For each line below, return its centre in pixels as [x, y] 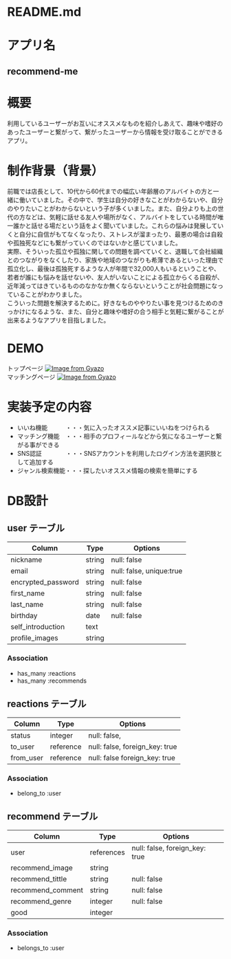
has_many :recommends [52, 681]
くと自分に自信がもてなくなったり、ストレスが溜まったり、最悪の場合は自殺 [115, 234]
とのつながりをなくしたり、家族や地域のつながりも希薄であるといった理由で [115, 260]
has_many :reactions [46, 673]
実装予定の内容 [49, 407]
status [21, 735]
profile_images [34, 638]
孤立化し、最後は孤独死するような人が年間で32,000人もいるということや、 [113, 268]
